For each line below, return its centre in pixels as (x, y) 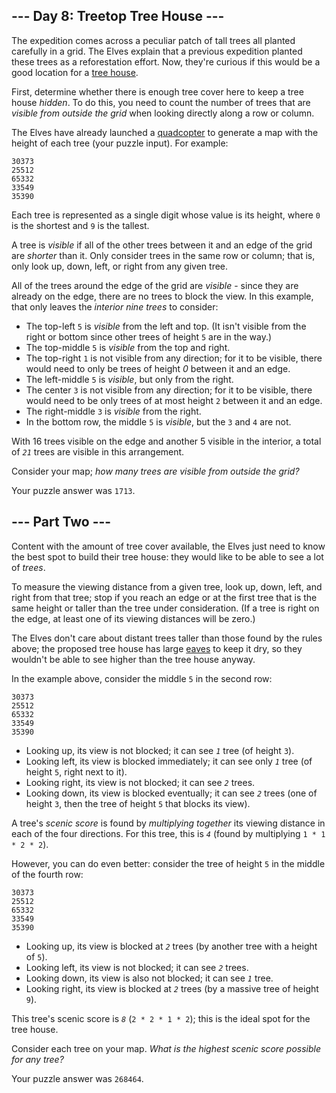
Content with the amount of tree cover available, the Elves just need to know (168, 546)
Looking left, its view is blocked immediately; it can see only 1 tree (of (169, 761)
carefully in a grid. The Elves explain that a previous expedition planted (157, 51)
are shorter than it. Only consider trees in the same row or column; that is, (163, 255)
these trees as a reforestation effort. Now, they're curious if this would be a (166, 61)
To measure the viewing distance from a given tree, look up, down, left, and (167, 586)
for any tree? (37, 1059)
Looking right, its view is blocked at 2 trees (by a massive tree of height (172, 988)
